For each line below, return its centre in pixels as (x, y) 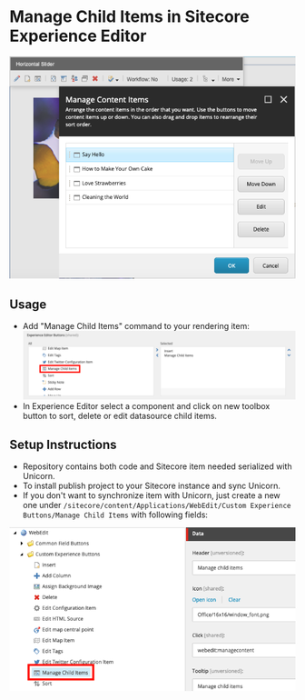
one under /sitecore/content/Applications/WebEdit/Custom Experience (157, 505)
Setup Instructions (63, 444)
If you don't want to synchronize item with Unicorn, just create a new (152, 495)
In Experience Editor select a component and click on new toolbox (146, 406)
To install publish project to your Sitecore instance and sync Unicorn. (152, 485)
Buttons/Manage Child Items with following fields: (115, 515)
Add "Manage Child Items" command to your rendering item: (136, 326)
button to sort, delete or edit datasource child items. (120, 416)
